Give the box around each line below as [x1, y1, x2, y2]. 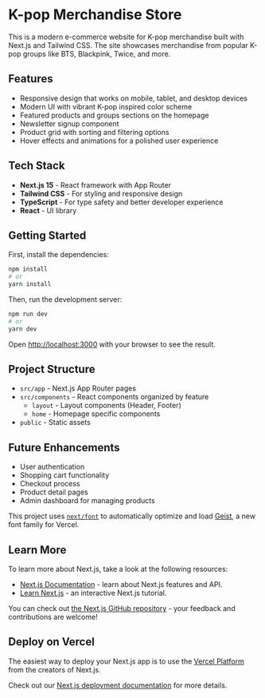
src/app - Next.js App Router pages [19, 383, 137, 393]
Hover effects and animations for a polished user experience [19, 136, 219, 145]
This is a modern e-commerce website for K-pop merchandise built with [8, 32, 244, 42]
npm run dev [8, 310, 48, 318]
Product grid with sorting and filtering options [19, 127, 170, 137]
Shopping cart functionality [19, 470, 110, 480]
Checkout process [19, 479, 80, 489]
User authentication [19, 462, 85, 472]
